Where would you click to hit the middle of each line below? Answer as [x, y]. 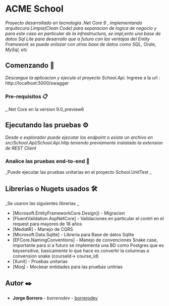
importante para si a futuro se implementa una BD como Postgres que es [88, 245]
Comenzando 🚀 [30, 65]
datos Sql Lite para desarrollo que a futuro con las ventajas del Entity [78, 39]
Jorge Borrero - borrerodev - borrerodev [55, 298]
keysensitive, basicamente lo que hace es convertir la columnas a [81, 250]
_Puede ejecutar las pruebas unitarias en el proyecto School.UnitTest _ [78, 172]
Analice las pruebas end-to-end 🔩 [47, 161]
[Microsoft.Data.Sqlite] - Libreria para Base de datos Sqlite [73, 234]
